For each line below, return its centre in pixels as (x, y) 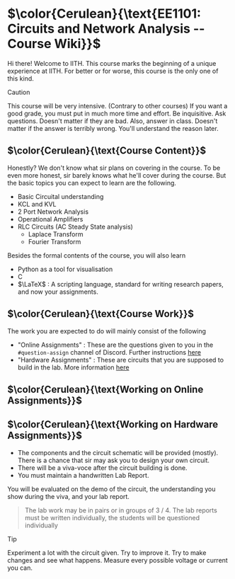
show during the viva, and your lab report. (68, 496)
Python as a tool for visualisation (65, 269)
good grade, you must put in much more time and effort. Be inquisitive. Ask (117, 113)
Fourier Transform (55, 241)
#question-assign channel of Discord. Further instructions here (109, 352)
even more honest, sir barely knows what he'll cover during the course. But (117, 175)
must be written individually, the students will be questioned (112, 517)
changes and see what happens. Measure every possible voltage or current (117, 560)
